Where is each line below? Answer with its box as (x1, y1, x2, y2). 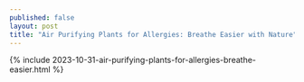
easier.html (9, 64, 52, 75)
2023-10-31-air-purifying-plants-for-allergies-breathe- (52, 55, 256, 66)
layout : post (9, 22, 59, 31)
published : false (9, 13, 75, 23)
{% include (9, 55, 51, 66)
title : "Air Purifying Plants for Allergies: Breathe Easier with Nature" (9, 30, 298, 39)
